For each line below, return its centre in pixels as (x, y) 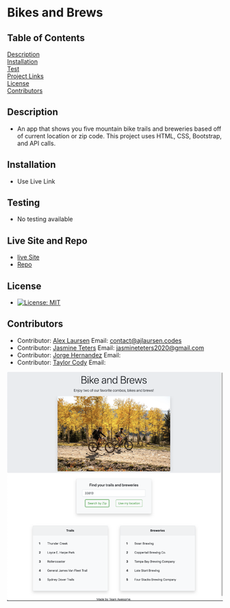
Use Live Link (36, 181)
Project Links (26, 76)
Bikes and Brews (55, 13)
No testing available (45, 219)
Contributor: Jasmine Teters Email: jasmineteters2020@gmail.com (110, 348)
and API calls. (36, 143)
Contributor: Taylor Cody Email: (61, 362)
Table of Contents (46, 38)
